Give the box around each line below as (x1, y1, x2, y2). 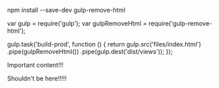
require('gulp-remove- (148, 19, 213, 27)
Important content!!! (7, 61, 64, 69)
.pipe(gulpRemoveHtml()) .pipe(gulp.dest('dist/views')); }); (7, 48, 173, 55)
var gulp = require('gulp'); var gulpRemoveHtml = (7, 19, 147, 27)
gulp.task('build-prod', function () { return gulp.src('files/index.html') (7, 40, 202, 48)
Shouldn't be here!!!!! (7, 74, 67, 82)
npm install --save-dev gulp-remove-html (7, 6, 126, 14)
